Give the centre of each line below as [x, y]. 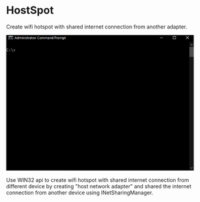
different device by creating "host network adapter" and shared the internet [99, 186]
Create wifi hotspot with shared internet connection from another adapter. [97, 27]
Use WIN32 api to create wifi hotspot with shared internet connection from [98, 180]
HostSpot [30, 10]
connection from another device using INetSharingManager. [80, 193]
